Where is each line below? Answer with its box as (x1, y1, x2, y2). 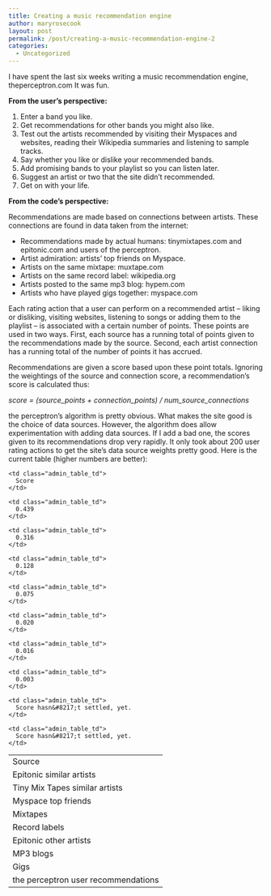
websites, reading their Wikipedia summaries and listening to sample (19, 138, 249, 147)
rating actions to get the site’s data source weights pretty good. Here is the (8, 446, 257, 454)
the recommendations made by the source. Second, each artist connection (8, 338, 258, 348)
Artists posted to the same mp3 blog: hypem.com (19, 279, 185, 288)
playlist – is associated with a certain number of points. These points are (8, 321, 249, 331)
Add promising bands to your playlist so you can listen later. (19, 164, 220, 173)
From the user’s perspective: (8, 96, 108, 105)
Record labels (12, 821, 65, 833)
